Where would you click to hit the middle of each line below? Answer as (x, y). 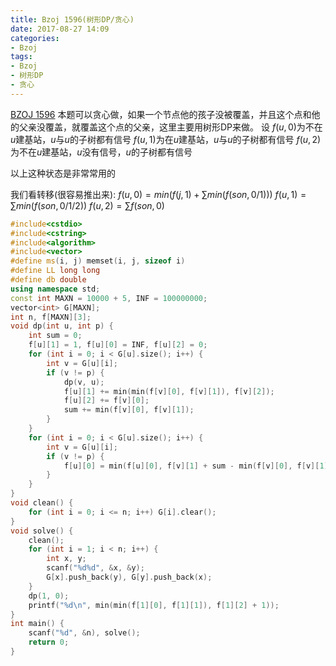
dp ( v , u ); (84, 382)
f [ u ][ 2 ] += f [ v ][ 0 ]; (106, 401)
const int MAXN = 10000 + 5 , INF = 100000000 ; (109, 298)
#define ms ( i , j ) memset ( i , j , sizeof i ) (98, 261)
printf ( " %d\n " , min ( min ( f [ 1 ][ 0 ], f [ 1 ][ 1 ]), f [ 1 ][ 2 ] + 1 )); (154, 605)
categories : (35, 38)
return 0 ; (49, 642)
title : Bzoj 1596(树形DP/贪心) (72, 19)
